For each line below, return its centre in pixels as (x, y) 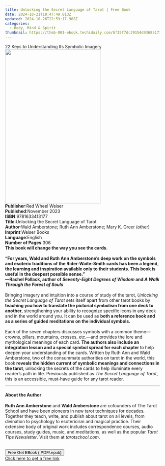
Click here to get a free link (32, 459)
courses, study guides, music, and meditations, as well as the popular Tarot (82, 432)
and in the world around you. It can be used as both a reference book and (80, 316)
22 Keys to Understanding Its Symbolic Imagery (53, 47)
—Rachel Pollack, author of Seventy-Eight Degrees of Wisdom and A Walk (82, 279)
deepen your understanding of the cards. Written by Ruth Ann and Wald (78, 353)
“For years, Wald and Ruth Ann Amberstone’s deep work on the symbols (81, 258)
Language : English (24, 237)
